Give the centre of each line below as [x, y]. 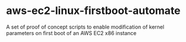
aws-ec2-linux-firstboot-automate [94, 11]
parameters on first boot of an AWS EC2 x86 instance [71, 33]
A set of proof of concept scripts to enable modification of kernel [85, 27]
